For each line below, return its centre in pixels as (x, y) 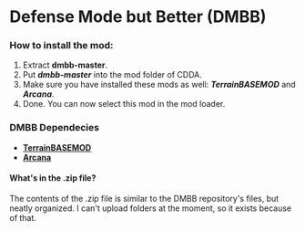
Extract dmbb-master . (65, 65)
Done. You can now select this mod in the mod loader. (124, 104)
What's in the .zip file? (53, 178)
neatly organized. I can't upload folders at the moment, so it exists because (151, 208)
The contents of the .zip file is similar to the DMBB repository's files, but (144, 198)
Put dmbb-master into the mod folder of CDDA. (112, 75)
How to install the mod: (61, 46)
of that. (23, 217)
